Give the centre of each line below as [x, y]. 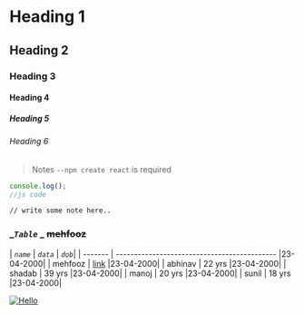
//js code [28, 194]
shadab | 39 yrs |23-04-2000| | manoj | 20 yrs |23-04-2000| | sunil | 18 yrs [151, 273]
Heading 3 [33, 76]
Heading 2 [39, 50]
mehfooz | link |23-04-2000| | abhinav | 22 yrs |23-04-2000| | [170, 263]
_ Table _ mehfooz [48, 234]
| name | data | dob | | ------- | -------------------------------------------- [143, 254]
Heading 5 [29, 118]
